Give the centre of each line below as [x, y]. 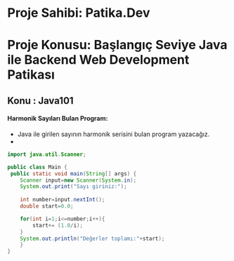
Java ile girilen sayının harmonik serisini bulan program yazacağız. [113, 134]
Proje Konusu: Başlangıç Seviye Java [117, 45]
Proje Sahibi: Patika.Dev [79, 13]
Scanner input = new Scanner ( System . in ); [78, 180]
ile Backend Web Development [98, 60]
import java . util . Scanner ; [47, 154]
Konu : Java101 [40, 101]
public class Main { [38, 167]
